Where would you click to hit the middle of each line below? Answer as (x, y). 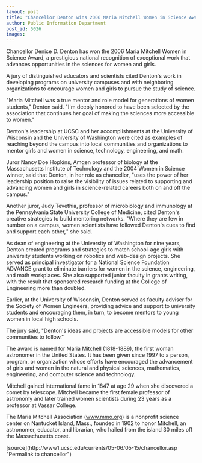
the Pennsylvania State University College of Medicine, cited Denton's (93, 212)
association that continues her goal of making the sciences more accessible (100, 113)
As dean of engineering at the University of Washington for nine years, (94, 243)
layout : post (23, 12)
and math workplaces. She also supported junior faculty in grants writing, (97, 276)
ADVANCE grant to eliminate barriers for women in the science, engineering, (101, 269)
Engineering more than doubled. (46, 288)
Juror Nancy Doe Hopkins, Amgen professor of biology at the (82, 162)
